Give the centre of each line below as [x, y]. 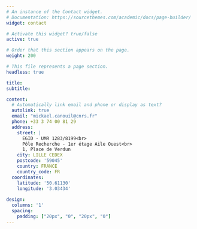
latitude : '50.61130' [44, 183]
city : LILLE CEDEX [40, 155]
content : [17, 100]
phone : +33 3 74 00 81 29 [44, 122]
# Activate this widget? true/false [52, 34]
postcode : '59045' [40, 161]
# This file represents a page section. [57, 67]
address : [22, 127]
